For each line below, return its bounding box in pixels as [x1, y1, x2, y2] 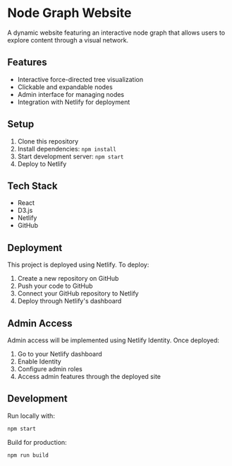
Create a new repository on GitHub [17, 274, 119, 283]
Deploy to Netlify [17, 159, 67, 168]
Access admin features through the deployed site [17, 373, 161, 380]
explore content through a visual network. [7, 35, 129, 44]
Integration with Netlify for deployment [17, 98, 130, 106]
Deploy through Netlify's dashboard [17, 297, 122, 305]
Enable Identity [17, 357, 61, 366]
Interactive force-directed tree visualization [17, 75, 143, 83]
